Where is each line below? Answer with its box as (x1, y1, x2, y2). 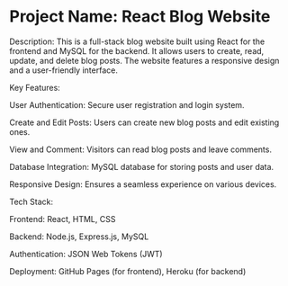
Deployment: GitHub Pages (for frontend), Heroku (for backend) (9, 265, 247, 276)
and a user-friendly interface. (9, 65, 119, 76)
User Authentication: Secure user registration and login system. (9, 99, 245, 110)
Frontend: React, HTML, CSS (9, 213, 116, 224)
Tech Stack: (9, 196, 54, 207)
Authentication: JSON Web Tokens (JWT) (9, 248, 164, 259)
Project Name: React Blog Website (9, 6, 271, 27)
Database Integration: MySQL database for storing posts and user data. (9, 161, 274, 172)
